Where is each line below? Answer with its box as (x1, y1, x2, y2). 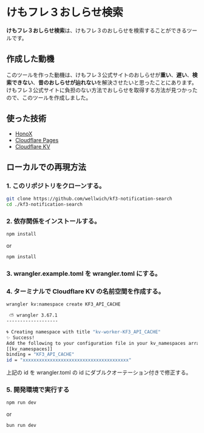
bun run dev (6, 423, 36, 429)
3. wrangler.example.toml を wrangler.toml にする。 (6, 269, 161, 278)
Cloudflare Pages (15, 136, 59, 143)
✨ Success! (6, 335, 35, 341)
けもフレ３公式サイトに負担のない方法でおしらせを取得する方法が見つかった (6, 86, 198, 94)
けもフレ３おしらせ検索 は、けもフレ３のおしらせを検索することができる (6, 27, 187, 34)
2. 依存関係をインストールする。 (6, 217, 101, 225)
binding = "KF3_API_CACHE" (6, 352, 75, 358)
